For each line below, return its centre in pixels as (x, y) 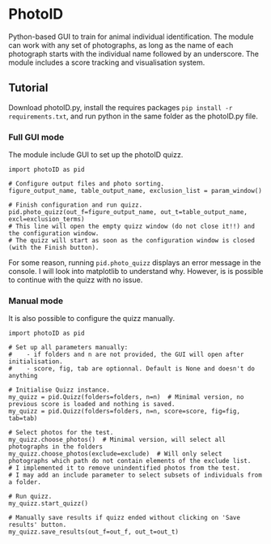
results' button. (38, 525)
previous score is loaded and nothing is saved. (92, 405)
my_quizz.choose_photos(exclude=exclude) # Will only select (115, 454)
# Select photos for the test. (61, 433)
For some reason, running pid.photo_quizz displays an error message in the (135, 263)
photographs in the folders (56, 447)
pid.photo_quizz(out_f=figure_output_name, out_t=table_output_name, (128, 212)
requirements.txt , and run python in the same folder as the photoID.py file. (133, 116)
